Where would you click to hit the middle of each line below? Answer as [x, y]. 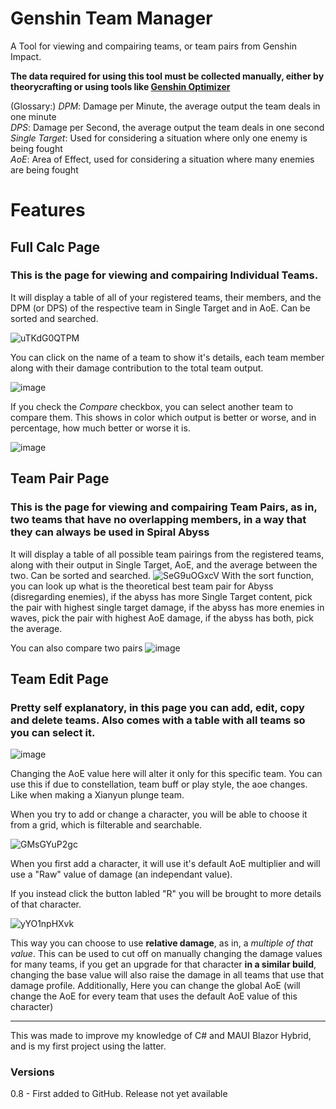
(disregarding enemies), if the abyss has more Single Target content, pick [161, 596]
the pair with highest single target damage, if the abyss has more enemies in [167, 607]
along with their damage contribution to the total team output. [137, 368]
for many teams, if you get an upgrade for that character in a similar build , [163, 964]
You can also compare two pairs [76, 648]
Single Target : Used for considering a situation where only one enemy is [159, 138]
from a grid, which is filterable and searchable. [106, 825]
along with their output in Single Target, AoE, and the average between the [164, 564]
